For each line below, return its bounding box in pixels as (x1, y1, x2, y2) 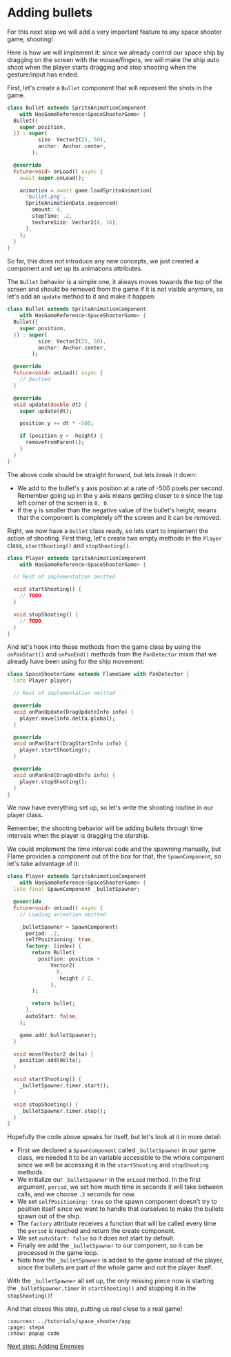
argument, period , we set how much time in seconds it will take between (17, 1183, 223, 1191)
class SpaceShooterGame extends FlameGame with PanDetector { (7, 671, 190, 678)
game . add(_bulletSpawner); (19, 1032, 97, 1038)
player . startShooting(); (19, 747, 91, 754)
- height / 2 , (56, 974, 94, 982)
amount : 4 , (32, 206, 63, 213)
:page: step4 (7, 1324, 45, 1331)
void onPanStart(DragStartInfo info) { (13, 740, 128, 747)
